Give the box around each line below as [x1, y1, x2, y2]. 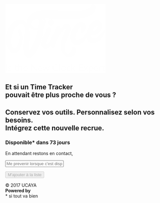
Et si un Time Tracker [5, 83, 73, 91]
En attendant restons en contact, [5, 150, 73, 157]
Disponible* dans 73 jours [5, 139, 71, 146]
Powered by [5, 188, 31, 194]
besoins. [5, 116, 33, 124]
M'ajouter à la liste [8, 172, 42, 178]
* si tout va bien [5, 193, 38, 199]
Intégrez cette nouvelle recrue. [5, 124, 104, 132]
